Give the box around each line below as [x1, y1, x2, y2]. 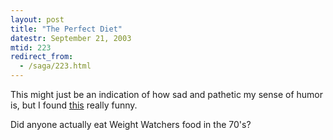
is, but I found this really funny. [10, 99, 138, 111]
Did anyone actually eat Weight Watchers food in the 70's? [10, 119, 252, 130]
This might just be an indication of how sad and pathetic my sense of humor [10, 89, 323, 100]
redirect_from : [10, 52, 74, 62]
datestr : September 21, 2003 [10, 33, 132, 43]
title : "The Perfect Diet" [10, 24, 123, 34]
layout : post [10, 14, 65, 25]
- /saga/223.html [19, 61, 92, 71]
